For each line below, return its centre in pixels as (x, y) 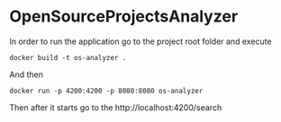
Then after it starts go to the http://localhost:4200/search (116, 107)
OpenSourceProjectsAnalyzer (124, 17)
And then (26, 74)
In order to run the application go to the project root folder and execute (140, 41)
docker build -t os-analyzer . (68, 57)
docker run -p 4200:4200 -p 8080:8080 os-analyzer (106, 91)
